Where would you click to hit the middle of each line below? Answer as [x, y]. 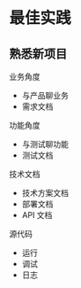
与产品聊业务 [45, 95]
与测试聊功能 [45, 144]
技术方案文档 [45, 193]
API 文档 [37, 215]
